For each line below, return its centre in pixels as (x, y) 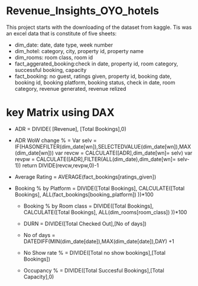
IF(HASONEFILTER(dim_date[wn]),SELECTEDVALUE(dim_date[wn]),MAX (103, 146)
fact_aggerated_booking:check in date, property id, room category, (96, 64)
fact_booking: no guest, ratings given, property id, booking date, (93, 76)
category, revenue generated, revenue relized (70, 88)
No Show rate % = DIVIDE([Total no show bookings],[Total (94, 252)
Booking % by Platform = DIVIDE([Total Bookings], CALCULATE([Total (100, 188)
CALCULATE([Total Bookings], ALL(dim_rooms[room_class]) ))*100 (105, 212)
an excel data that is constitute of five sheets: (61, 33)
